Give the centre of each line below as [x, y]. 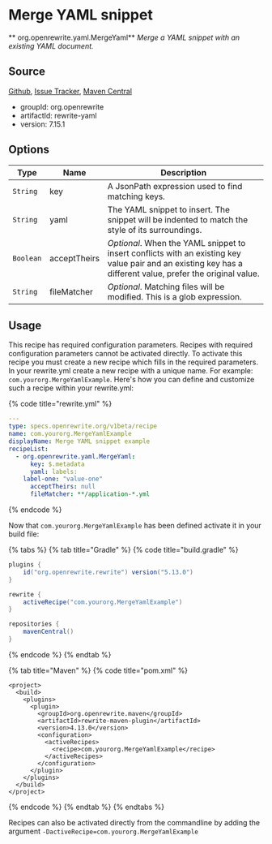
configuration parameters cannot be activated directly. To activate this [125, 354]
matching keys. [136, 196]
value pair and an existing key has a [175, 263]
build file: [24, 534]
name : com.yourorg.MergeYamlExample [70, 434]
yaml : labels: [54, 472]
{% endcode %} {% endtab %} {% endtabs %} [86, 807]
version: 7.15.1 [42, 124]
